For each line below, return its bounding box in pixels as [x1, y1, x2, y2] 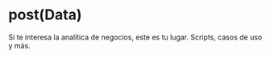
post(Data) [8, 6, 82, 24]
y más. [8, 40, 31, 50]
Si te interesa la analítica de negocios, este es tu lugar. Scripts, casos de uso [8, 32, 263, 42]
